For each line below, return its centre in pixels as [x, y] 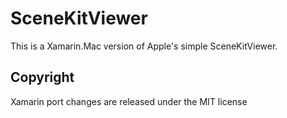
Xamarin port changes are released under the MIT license [129, 101]
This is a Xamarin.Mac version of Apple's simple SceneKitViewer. [144, 46]
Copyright [42, 77]
